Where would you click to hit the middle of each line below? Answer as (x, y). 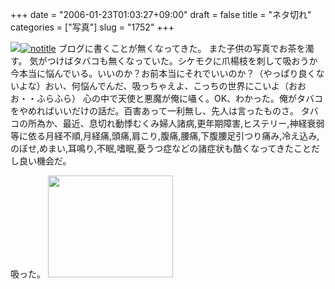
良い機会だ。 (45, 161)
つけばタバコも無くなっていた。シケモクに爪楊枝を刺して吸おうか (182, 61)
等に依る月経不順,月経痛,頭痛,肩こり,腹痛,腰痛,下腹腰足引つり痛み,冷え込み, (165, 136)
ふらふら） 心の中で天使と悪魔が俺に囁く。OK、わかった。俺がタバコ (180, 98)
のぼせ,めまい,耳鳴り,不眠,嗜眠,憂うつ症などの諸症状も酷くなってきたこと (161, 148)
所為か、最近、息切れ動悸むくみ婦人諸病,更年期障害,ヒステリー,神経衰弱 (176, 123)
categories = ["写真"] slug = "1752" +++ (92, 27)
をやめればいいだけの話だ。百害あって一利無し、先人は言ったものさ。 (154, 111)
